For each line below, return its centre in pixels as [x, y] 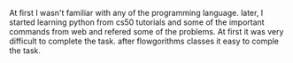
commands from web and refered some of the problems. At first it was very [146, 31]
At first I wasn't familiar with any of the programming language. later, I [136, 13]
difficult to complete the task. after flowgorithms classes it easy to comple [144, 41]
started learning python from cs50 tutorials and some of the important [137, 22]
